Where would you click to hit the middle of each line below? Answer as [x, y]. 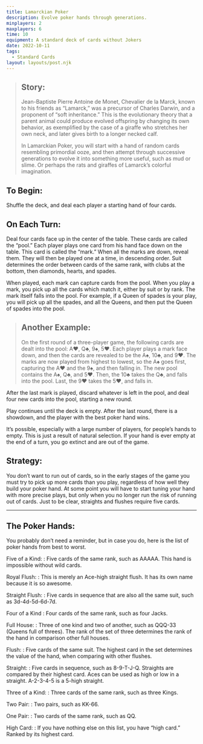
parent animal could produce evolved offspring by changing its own [105, 121]
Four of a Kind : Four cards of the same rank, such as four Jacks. [87, 614]
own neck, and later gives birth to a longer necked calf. [89, 134]
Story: [33, 87]
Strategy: [24, 461]
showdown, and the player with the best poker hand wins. [78, 417]
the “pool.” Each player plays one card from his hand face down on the [94, 245]
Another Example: [56, 328]
